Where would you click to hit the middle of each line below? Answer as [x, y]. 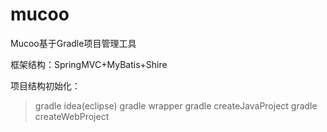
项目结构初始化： [45, 85]
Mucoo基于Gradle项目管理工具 [73, 43]
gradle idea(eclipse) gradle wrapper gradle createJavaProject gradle [176, 105]
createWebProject [72, 116]
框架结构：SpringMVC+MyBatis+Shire [89, 64]
